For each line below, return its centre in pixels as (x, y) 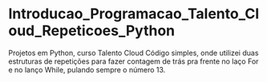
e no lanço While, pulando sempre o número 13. (87, 69)
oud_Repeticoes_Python (92, 31)
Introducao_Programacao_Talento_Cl (133, 14)
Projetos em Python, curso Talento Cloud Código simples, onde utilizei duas (133, 53)
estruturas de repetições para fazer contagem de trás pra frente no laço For (133, 61)
